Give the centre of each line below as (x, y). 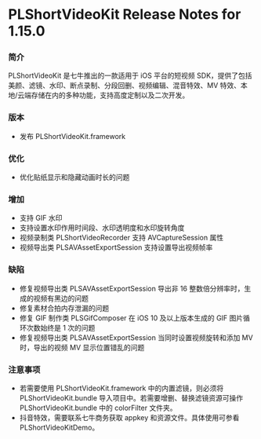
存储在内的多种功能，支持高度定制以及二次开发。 (110, 95)
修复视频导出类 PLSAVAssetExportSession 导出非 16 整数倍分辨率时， (132, 288)
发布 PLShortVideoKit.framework (72, 136)
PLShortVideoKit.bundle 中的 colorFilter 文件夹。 (98, 408)
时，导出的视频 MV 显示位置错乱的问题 (82, 347)
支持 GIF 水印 (41, 218)
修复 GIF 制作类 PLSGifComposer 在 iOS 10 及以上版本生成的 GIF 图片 (131, 318)
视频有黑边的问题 (61, 298)
